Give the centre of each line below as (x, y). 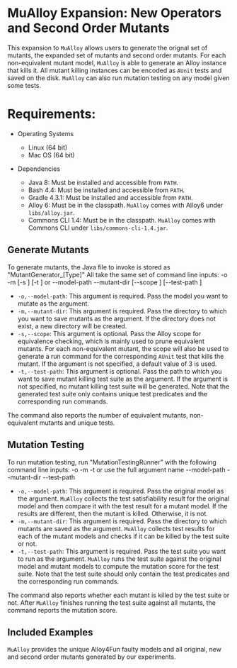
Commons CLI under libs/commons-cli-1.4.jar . (98, 228)
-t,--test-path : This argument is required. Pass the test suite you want (122, 551)
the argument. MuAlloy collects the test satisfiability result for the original (123, 499)
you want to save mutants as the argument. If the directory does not (116, 318)
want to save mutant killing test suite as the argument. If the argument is (123, 379)
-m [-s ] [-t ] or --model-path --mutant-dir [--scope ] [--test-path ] (105, 282)
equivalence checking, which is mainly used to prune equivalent (111, 341)
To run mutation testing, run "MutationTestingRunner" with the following (112, 462)
